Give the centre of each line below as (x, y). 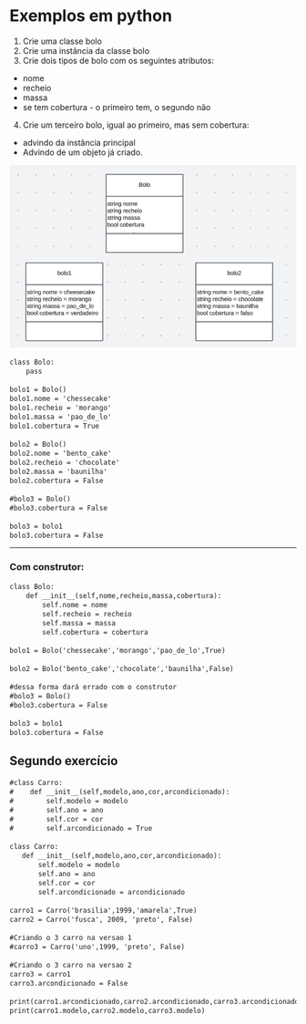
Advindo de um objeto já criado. (82, 152)
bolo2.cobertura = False (56, 481)
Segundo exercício (64, 761)
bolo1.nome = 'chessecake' (61, 399)
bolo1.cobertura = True (55, 426)
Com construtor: (47, 567)
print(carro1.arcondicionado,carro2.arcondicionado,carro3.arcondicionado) (156, 1002)
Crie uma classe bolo (62, 41)
